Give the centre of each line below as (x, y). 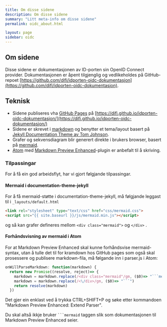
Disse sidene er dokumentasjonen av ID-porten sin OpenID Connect (75, 69)
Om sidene (22, 58)
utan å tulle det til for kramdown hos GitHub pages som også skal (88, 253)
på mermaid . (25, 145)
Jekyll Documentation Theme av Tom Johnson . (61, 134)
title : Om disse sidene (30, 10)
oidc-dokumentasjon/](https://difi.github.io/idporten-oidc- (72, 118)
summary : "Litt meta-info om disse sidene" (51, 19)
